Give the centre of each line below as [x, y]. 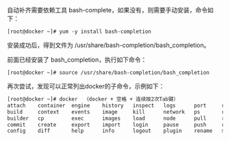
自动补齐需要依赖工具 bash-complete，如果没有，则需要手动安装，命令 [107, 10]
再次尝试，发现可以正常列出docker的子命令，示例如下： [86, 86]
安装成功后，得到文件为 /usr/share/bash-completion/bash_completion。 [108, 45]
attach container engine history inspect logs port [107, 105]
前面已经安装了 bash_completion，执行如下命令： [77, 60]
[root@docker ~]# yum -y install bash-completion [79, 31]
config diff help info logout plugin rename [110, 131]
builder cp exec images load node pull [107, 118]
